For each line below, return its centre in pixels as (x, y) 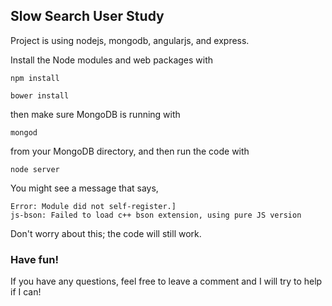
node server (35, 169)
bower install (40, 95)
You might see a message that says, (84, 188)
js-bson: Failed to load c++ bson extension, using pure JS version (156, 215)
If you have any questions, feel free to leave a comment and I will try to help (166, 281)
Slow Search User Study (87, 16)
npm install (35, 78)
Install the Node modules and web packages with (112, 60)
